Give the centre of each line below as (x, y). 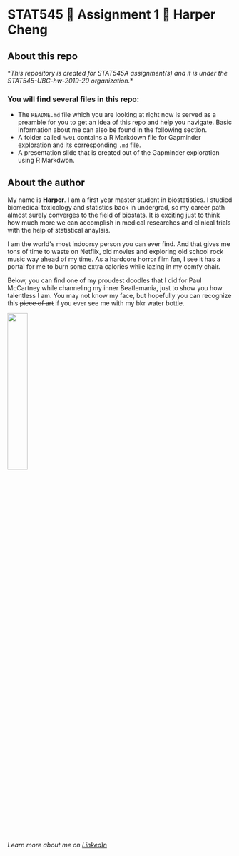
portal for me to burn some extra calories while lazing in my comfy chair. (114, 267)
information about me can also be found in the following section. (112, 130)
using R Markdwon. (46, 160)
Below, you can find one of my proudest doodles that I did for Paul (105, 280)
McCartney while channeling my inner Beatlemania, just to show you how (115, 288)
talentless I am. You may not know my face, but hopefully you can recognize (119, 296)
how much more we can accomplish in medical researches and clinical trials (119, 223)
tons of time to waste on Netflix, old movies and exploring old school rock (116, 252)
